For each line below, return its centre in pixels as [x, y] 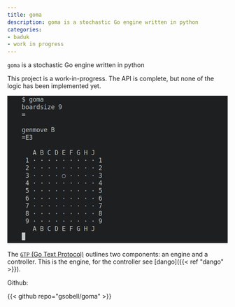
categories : [24, 29]
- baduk [19, 37]
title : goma [24, 15]
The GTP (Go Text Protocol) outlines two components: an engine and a [108, 254]
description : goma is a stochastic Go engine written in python [103, 22]
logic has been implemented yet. [54, 86]
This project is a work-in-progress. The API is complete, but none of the [111, 79]
